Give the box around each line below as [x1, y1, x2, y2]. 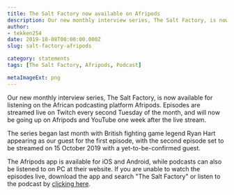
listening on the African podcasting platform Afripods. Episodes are [7, 100, 201, 109]
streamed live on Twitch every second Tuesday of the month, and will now [7, 108, 221, 116]
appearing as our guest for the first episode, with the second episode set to [7, 136, 224, 145]
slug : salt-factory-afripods [7, 42, 92, 49]
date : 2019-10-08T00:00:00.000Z [7, 36, 101, 43]
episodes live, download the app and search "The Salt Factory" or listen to [7, 172, 221, 180]
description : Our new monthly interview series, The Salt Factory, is [7, 17, 217, 24]
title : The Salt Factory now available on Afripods [7, 10, 160, 17]
